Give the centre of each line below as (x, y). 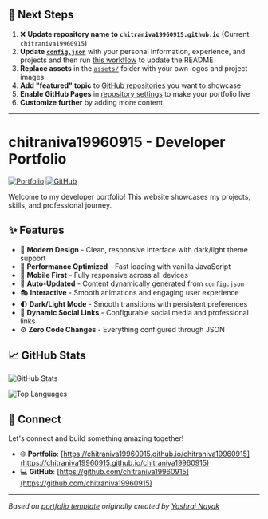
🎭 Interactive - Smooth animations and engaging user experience (129, 292)
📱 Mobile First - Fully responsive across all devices (104, 275)
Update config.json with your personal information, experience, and (132, 51)
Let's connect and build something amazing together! (96, 438)
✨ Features (36, 230)
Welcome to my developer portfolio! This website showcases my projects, (130, 196)
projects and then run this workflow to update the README (116, 60)
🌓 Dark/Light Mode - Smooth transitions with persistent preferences (134, 303)
